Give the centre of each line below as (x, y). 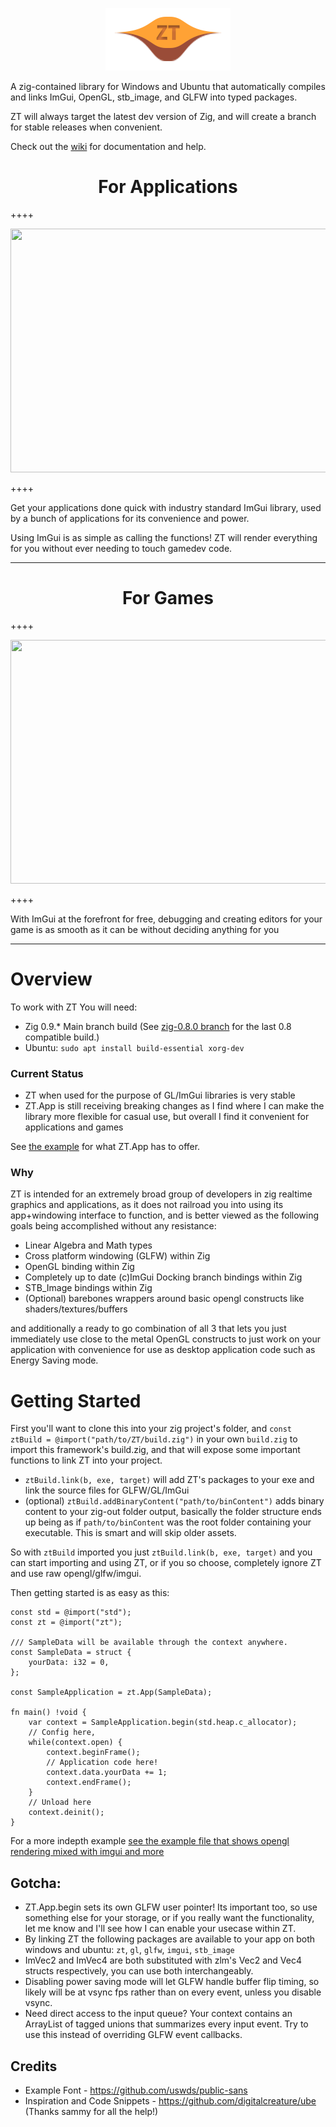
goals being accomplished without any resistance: (113, 1226)
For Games (167, 598)
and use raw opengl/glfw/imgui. (76, 1574)
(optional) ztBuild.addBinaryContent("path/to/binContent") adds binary (174, 1501)
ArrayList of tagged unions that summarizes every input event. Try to (166, 2024)
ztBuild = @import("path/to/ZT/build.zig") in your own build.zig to (154, 1439)
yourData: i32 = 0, (69, 1663)
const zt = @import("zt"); (66, 1623)
